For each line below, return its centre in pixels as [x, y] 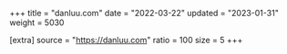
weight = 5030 [37, 22]
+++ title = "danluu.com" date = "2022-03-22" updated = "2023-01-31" [144, 13]
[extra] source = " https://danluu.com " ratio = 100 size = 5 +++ [126, 40]
